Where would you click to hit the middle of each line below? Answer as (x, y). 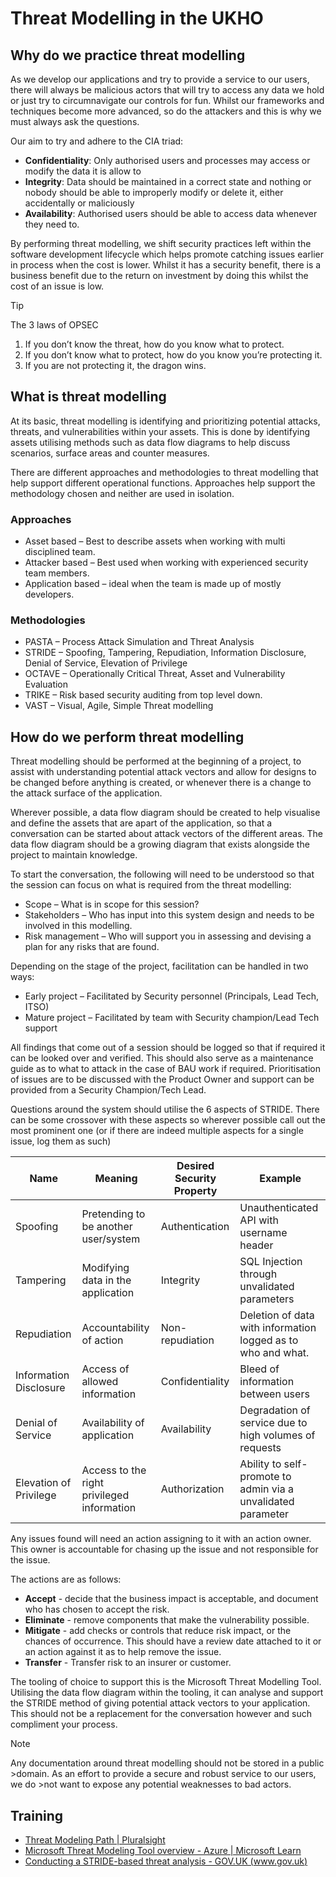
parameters (267, 1299)
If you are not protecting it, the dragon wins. (115, 365)
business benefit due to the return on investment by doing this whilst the (159, 275)
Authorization (192, 1489)
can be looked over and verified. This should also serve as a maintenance (162, 1058)
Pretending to (113, 1214)
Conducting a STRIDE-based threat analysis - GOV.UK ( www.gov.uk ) (166, 1861)
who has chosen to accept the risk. (97, 1609)
